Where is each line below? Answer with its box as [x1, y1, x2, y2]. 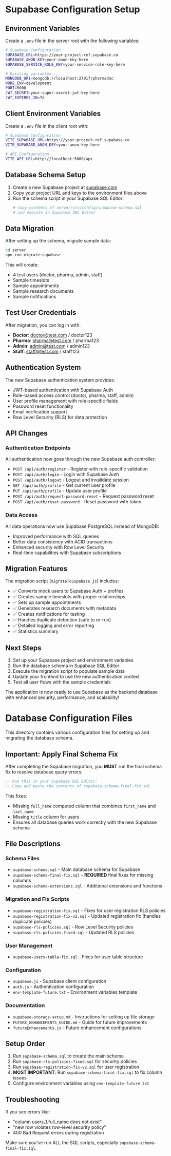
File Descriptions [5, 840, 61, 848]
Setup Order [5, 1039, 45, 1048]
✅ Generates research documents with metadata [12, 605, 117, 612]
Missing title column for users [12, 813, 80, 820]
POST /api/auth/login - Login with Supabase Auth [12, 471, 120, 478]
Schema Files [5, 855, 40, 862]
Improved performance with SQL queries [12, 533, 99, 539]
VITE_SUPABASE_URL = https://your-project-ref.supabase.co [5, 138, 130, 143]
